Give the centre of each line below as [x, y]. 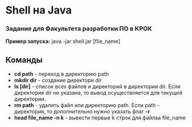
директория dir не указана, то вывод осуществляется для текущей [98, 93]
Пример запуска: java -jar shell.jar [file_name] [63, 41]
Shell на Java [39, 10]
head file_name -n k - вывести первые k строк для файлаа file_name [100, 118]
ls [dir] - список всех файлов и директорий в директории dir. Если [97, 86]
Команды [24, 60]
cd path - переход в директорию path [62, 74]
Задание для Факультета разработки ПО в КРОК [79, 29]
